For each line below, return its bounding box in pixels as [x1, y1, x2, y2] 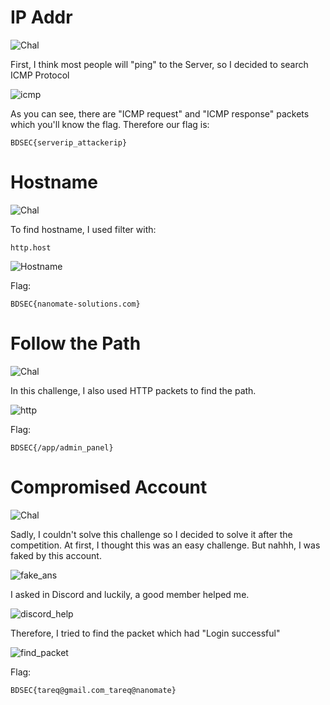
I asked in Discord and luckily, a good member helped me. [10, 588, 250, 600]
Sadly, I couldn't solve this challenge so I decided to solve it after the [10, 528, 293, 540]
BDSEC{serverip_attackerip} [10, 137, 128, 148]
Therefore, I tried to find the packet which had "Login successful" [10, 627, 281, 639]
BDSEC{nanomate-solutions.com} [10, 299, 141, 309]
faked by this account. [10, 549, 102, 561]
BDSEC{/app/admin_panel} [10, 442, 114, 453]
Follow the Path [10, 332, 142, 355]
